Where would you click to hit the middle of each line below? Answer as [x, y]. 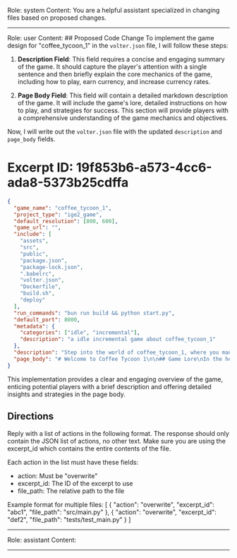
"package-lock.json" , [51, 267]
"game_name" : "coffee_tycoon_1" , [63, 208]
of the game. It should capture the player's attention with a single [112, 67]
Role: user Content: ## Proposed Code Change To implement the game [111, 38]
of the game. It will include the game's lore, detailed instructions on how [122, 103]
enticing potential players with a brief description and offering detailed [109, 386]
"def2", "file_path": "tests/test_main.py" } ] [69, 519]
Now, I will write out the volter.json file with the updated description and [115, 131]
